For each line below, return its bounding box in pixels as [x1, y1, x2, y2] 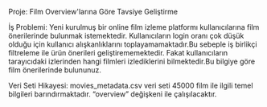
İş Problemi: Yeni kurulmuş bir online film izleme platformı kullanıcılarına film [8, 23, 260, 31]
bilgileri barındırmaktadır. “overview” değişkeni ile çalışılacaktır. [8, 89, 217, 99]
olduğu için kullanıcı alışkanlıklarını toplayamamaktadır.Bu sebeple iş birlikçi [8, 39, 257, 49]
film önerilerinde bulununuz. [8, 65, 102, 75]
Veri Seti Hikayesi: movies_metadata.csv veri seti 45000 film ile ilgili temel [8, 80, 253, 90]
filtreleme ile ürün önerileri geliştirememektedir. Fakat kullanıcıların [8, 48, 228, 57]
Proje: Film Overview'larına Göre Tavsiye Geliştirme [8, 7, 179, 16]
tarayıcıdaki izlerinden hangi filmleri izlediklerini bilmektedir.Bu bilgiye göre [8, 56, 256, 66]
